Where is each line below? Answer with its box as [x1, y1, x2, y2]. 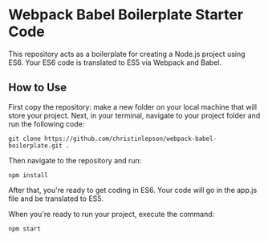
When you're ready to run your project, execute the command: [8, 209, 215, 219]
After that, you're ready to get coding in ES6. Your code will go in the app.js [8, 185, 258, 195]
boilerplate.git [8, 142, 63, 150]
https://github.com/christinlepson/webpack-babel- [43, 135, 217, 143]
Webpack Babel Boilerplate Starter [8, 6, 243, 24]
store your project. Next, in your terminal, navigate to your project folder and [8, 110, 261, 120]
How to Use [8, 81, 67, 94]
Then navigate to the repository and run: [8, 155, 142, 165]
